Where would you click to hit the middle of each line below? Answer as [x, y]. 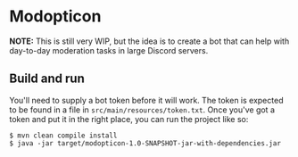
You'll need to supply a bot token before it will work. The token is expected [146, 100]
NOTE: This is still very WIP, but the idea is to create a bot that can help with [149, 41]
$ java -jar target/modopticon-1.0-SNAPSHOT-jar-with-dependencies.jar [145, 143]
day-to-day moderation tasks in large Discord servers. [109, 50]
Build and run [47, 79]
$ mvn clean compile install [63, 136]
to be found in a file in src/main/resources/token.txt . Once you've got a [142, 110]
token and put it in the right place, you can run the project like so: [129, 119]
